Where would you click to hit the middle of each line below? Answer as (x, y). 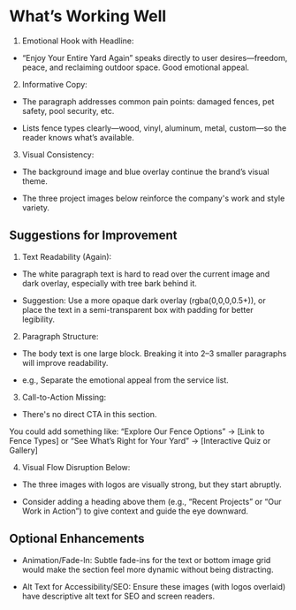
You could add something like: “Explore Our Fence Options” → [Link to (137, 431)
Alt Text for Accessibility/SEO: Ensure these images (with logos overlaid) (154, 586)
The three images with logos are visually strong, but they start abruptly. (152, 484)
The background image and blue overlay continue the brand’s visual (145, 172)
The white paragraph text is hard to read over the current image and (146, 274)
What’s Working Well (88, 16)
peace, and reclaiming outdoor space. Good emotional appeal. (136, 67)
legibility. (38, 319)
